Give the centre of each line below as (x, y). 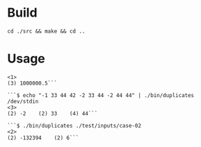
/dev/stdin (23, 101)
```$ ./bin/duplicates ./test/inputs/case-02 (74, 126)
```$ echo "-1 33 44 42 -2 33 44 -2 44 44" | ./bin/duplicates (101, 95)
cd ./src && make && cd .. (46, 31)
